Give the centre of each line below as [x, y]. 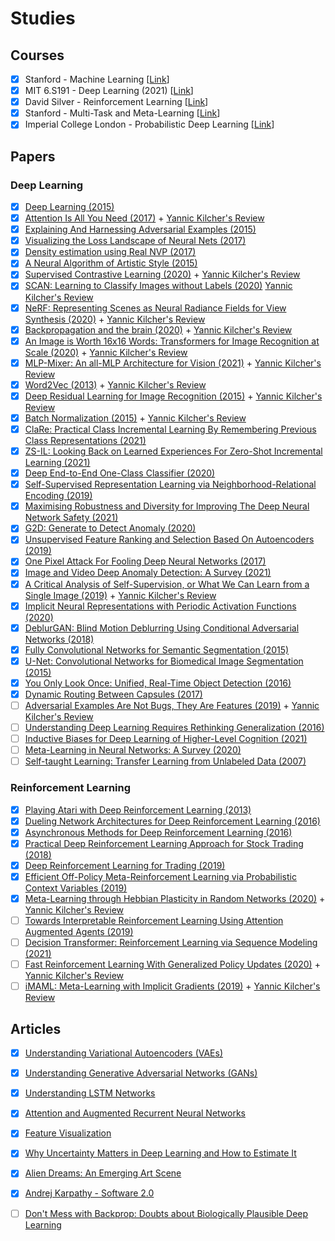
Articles [36, 1028]
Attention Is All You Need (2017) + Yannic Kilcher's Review [144, 218]
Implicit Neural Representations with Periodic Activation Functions [160, 606]
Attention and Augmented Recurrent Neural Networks [135, 1113]
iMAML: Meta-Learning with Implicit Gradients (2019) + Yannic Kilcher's [172, 986]
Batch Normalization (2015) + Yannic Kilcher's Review [135, 418]
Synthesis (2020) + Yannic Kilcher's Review [115, 319]
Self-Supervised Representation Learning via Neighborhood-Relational [170, 484]
